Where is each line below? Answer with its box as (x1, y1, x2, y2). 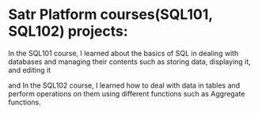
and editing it (8, 65, 51, 74)
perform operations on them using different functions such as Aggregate (8, 89, 245, 98)
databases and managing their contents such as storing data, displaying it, (8, 57, 251, 66)
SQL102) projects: (8, 22, 128, 40)
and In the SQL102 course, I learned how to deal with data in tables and (8, 81, 241, 90)
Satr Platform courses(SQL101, (8, 6, 213, 24)
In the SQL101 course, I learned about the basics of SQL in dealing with (8, 48, 239, 58)
